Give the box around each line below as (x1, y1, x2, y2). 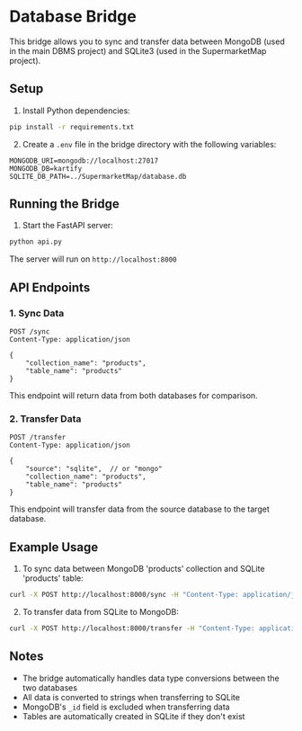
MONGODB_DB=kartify (9, 164, 83, 173)
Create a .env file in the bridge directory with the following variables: (22, 138, 277, 149)
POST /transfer (9, 433, 67, 442)
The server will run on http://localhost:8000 (9, 254, 177, 264)
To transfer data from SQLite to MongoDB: (22, 606, 180, 617)
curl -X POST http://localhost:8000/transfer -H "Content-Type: (9, 623, 255, 633)
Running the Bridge (9, 196, 120, 212)
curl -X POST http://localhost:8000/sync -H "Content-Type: (9, 591, 240, 600)
